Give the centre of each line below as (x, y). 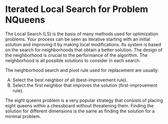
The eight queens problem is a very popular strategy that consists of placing (84, 100)
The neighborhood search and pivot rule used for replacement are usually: (82, 70)
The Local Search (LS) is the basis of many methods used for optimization (82, 34)
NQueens (25, 20)
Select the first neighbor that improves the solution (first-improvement (85, 85)
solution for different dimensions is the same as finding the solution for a (80, 111)
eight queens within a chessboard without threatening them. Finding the (79, 105)
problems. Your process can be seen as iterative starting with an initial (78, 39)
